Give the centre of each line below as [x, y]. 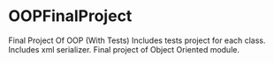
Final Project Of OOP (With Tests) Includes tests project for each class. [137, 40]
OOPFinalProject [70, 16]
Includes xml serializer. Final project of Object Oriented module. [124, 49]
